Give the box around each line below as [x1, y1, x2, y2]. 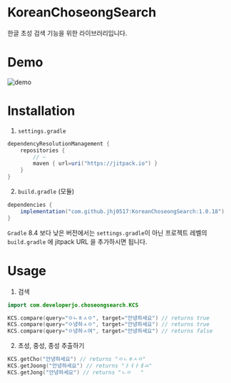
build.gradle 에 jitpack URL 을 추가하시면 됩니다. [7, 237, 148, 246]
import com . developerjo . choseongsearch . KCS [7, 301, 139, 309]
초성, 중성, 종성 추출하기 [17, 342, 85, 350]
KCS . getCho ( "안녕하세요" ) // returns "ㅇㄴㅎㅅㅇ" [7, 356, 146, 363]
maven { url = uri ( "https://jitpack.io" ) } [33, 160, 158, 168]
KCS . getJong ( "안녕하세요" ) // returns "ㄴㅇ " [7, 369, 144, 376]
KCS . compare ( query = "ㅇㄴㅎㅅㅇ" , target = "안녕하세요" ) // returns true [7, 315, 210, 322]
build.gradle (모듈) [17, 187, 75, 196]
